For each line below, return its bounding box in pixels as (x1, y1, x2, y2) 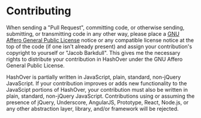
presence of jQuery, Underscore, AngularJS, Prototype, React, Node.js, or (6, 98, 189, 105)
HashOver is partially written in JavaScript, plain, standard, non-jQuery (6, 73, 181, 80)
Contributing (6, 4, 71, 18)
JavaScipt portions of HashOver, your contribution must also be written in (6, 86, 188, 93)
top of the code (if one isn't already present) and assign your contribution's (6, 43, 193, 50)
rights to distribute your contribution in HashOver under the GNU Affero (6, 55, 183, 63)
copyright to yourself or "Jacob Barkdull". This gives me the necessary (6, 49, 181, 56)
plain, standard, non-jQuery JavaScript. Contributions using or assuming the (6, 92, 195, 100)
